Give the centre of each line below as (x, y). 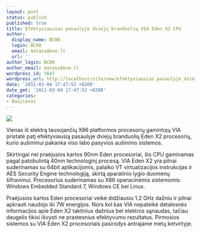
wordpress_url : (25, 79)
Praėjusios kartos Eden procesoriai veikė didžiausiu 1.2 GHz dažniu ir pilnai (99, 198)
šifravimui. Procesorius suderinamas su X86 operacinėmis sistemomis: (94, 180)
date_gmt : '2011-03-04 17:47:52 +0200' (56, 90)
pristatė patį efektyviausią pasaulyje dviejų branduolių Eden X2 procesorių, (99, 136)
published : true (26, 23)
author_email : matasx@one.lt (43, 68)
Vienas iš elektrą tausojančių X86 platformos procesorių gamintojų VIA (94, 129)
